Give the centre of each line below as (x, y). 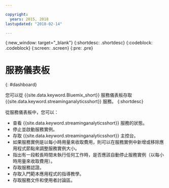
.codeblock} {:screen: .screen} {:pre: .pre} (49, 48)
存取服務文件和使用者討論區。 (44, 180)
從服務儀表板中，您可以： (32, 112)
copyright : (17, 14)
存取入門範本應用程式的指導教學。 (48, 174)
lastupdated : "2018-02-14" (34, 24)
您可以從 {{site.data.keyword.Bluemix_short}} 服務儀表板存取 (69, 95)
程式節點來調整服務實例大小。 (48, 148)
